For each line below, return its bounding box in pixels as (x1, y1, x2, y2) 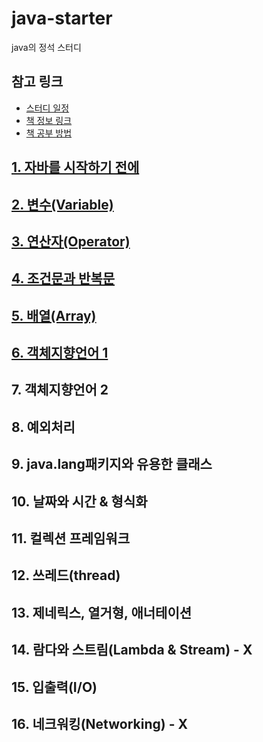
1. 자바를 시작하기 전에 (11, 159, 140, 176)
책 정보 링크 (25, 114, 73, 126)
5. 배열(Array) (11, 307, 97, 324)
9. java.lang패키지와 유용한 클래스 (11, 456, 213, 473)
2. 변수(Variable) (11, 196, 114, 213)
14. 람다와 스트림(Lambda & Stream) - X (11, 642, 253, 659)
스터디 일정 (25, 102, 70, 114)
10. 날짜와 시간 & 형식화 (11, 493, 148, 510)
